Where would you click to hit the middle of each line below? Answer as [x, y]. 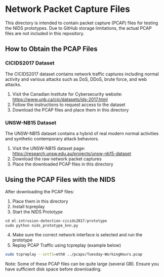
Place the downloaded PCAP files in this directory [63, 164]
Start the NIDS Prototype [38, 212]
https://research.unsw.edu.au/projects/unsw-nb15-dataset [72, 153]
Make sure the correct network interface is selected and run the [77, 235]
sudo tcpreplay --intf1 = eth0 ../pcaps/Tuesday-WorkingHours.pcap [74, 254]
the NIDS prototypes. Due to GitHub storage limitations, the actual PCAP [79, 28]
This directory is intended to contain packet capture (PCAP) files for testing [82, 23]
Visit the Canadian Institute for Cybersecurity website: [67, 94]
